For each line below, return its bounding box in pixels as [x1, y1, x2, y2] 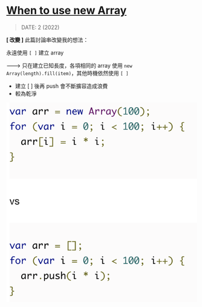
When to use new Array [6, 4, 127, 18]
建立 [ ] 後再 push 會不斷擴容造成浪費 [15, 82, 108, 90]
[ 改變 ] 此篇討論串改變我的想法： [6, 36, 89, 43]
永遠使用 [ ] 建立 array [6, 49, 64, 56]
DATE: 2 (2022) [21, 24, 60, 31]
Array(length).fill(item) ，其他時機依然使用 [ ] [6, 69, 129, 76]
